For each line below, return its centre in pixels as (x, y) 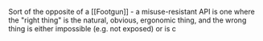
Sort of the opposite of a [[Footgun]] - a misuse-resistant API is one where (131, 12)
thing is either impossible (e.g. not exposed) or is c (92, 29)
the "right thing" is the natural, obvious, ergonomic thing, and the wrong (127, 20)
